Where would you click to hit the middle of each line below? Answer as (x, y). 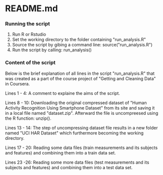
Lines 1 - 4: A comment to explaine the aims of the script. (63, 93)
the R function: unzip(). (28, 118)
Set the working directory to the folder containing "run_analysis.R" (79, 40)
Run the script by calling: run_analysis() (52, 50)
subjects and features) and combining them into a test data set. (69, 167)
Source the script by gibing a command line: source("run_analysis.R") (82, 45)
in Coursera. (18, 84)
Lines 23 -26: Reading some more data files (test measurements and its (77, 162)
